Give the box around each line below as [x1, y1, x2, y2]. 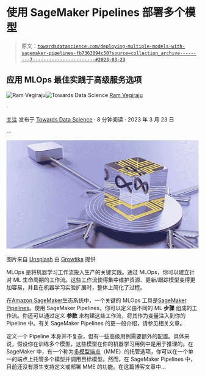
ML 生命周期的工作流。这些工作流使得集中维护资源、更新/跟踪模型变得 [13, 276, 190, 283]
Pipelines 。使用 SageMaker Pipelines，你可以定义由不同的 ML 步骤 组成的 [6, 304, 192, 311]
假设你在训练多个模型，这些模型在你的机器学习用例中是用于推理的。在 [16, 340, 193, 347]
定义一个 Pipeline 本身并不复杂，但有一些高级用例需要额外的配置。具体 [6, 332, 185, 339]
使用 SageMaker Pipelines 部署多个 [6, 5, 185, 20]
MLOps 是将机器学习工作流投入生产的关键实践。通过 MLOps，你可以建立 [6, 268, 190, 275]
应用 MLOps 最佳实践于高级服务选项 [6, 74, 142, 85]
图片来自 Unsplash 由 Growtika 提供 [6, 255, 96, 262]
